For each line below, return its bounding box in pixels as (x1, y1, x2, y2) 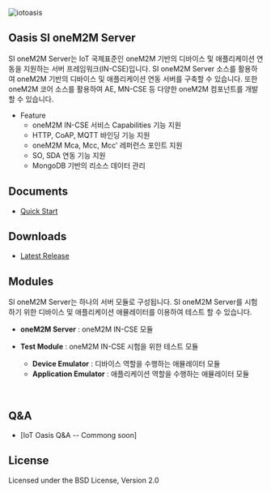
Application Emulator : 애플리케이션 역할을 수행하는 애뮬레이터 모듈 (32, 369, 249, 379)
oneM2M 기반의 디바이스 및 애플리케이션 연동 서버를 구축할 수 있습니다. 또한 (16, 74, 258, 84)
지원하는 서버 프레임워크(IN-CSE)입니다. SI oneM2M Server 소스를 (23, 63, 236, 73)
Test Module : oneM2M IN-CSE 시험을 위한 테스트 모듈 (19, 341, 199, 352)
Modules (8, 274, 54, 288)
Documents (8, 185, 69, 199)
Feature (19, 110, 46, 120)
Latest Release (19, 251, 70, 261)
